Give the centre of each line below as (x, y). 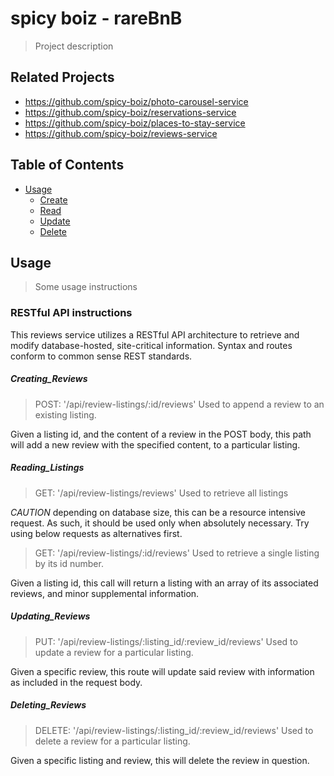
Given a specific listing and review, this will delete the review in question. (160, 760)
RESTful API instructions (71, 313)
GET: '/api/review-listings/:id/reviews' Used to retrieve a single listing (177, 553)
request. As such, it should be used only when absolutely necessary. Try (160, 523)
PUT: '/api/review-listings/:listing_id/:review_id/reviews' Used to (166, 641)
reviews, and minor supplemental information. (105, 593)
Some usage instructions (86, 287)
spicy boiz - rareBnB (96, 18)
